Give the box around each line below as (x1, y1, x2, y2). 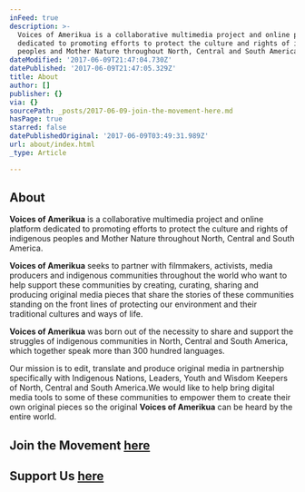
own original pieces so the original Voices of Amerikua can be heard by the (9, 401, 293, 413)
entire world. (9, 411, 57, 422)
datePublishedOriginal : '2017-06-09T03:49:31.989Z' (9, 132, 209, 141)
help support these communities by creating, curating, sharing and (9, 280, 259, 290)
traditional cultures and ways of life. (9, 309, 143, 320)
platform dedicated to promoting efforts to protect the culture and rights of (9, 223, 289, 234)
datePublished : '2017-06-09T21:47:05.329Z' (9, 64, 177, 74)
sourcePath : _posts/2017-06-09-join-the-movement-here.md (9, 106, 233, 115)
